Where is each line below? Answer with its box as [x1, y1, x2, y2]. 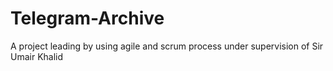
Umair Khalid [10, 50, 64, 62]
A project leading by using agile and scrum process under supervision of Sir [10, 40, 324, 52]
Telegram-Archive [10, 7, 165, 30]
